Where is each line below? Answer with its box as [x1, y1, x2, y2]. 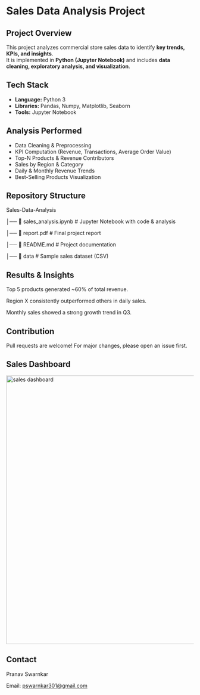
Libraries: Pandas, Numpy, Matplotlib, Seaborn [14, 102, 131, 109]
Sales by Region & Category [14, 160, 84, 168]
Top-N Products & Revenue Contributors [14, 154, 114, 162]
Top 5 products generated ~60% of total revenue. [6, 286, 129, 293]
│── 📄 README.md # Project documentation [6, 241, 117, 248]
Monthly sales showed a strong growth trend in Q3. [6, 309, 132, 316]
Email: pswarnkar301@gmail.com [6, 682, 88, 689]
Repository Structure [6, 191, 86, 201]
